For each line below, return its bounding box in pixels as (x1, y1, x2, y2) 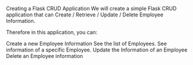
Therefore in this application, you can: (6, 29, 98, 36)
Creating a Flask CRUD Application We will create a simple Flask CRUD (6, 5, 177, 12)
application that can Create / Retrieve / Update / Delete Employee (6, 11, 164, 18)
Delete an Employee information (6, 53, 84, 59)
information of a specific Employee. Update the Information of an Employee (6, 46, 188, 53)
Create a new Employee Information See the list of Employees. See (6, 40, 167, 47)
